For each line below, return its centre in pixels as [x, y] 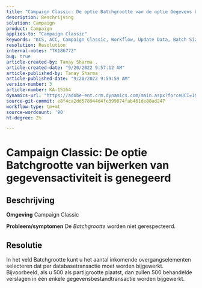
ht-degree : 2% [24, 118]
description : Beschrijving [40, 17]
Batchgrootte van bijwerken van [88, 165]
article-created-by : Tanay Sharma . [52, 62]
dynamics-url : [24, 95]
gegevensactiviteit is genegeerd [89, 178]
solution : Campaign [31, 23]
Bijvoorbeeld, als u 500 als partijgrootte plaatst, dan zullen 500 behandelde [99, 272]
